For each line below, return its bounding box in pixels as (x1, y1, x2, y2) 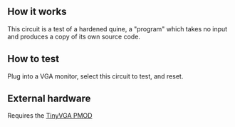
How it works (7, 6, 67, 18)
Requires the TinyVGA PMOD (7, 111, 93, 120)
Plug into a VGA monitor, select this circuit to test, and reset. (7, 71, 184, 81)
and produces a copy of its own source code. (7, 32, 141, 41)
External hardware (7, 93, 91, 105)
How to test (7, 53, 59, 65)
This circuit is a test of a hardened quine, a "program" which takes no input (7, 24, 228, 33)
